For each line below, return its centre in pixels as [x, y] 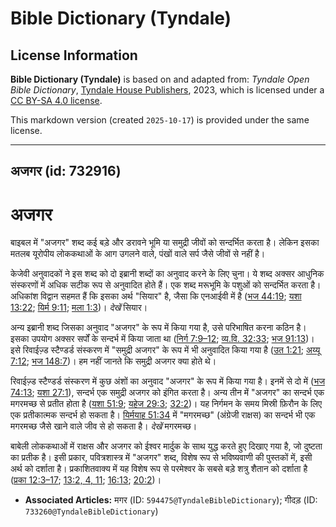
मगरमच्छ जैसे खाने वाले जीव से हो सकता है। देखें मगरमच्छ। [104, 426]
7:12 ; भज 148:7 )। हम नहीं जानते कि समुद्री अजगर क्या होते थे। [113, 361]
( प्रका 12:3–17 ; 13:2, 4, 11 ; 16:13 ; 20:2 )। [86, 480]
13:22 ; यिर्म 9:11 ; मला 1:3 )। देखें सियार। [79, 308]
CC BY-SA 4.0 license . [56, 100]
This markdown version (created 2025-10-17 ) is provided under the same [160, 120]
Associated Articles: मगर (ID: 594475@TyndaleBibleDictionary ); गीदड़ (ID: [171, 500]
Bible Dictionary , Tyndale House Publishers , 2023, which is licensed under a [167, 90]
